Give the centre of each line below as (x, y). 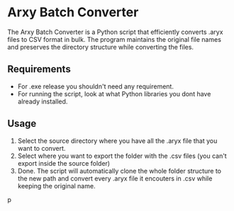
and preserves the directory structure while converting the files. (100, 47)
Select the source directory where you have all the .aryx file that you (117, 141)
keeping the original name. (56, 186)
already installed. (43, 101)
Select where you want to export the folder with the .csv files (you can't (122, 156)
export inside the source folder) (64, 163)
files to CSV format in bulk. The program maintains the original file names (115, 39)
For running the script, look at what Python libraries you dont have (114, 93)
